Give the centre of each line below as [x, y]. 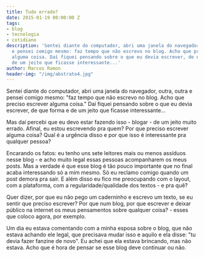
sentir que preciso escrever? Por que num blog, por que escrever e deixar [99, 204]
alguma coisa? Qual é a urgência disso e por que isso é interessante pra [96, 135]
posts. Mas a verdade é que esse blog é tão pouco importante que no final [100, 166]
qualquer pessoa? [29, 142]
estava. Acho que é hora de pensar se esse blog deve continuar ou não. [96, 248]
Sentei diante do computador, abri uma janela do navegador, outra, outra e [99, 91]
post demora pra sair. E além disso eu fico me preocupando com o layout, [99, 179]
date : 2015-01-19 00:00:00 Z [43, 18]
